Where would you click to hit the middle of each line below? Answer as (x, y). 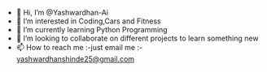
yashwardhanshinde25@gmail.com (75, 59)
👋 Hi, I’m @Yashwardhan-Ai (62, 13)
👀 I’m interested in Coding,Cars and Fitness (88, 21)
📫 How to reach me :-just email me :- (79, 47)
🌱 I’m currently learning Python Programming (92, 30)
